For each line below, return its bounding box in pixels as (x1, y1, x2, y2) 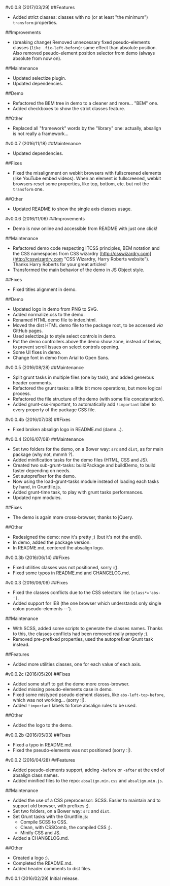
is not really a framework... (12, 130, 69, 137)
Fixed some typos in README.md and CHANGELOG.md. (12, 570, 130, 576)
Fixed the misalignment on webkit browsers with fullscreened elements (12, 170, 161, 176)
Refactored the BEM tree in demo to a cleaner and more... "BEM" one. (12, 100, 159, 106)
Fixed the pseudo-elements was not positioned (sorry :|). (12, 747, 132, 753)
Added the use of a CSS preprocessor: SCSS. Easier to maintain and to (12, 797, 161, 803)
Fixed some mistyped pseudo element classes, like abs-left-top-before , (12, 692, 165, 698)
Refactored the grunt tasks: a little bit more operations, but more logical (12, 385, 162, 391)
